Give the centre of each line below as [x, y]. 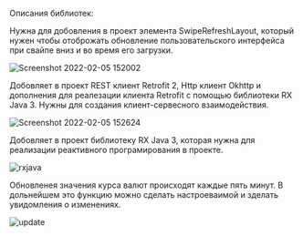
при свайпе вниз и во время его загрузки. [91, 50]
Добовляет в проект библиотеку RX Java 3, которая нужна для [132, 140]
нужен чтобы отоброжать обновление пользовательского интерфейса [147, 41]
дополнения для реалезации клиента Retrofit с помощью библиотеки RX [151, 95]
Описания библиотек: [52, 13]
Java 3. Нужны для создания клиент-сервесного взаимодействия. [139, 105]
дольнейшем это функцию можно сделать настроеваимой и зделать [144, 195]
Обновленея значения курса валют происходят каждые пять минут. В [146, 185]
